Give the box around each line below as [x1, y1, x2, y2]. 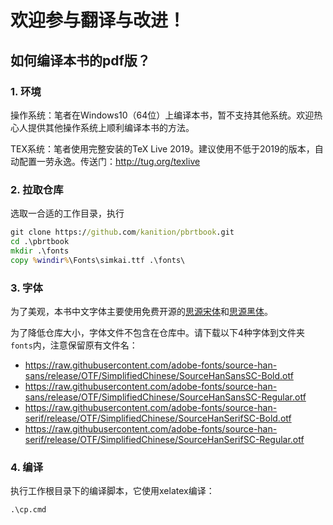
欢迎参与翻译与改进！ [10, 9, 187, 32]
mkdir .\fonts [10, 246, 70, 256]
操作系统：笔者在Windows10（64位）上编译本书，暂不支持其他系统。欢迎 [10, 109, 315, 121]
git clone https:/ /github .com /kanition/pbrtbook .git [10, 227, 235, 238]
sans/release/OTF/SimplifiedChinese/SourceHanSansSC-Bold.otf [24, 369, 294, 381]
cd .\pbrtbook [10, 237, 70, 247]
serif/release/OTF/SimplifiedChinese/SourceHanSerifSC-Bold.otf [24, 412, 292, 424]
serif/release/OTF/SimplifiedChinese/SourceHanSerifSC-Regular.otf [24, 433, 305, 445]
